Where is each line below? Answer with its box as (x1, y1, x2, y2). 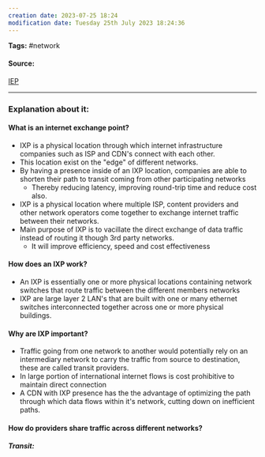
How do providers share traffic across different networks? (8, 423, 203, 432)
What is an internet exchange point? (8, 123, 130, 133)
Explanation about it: (8, 104, 89, 115)
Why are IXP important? (8, 329, 88, 338)
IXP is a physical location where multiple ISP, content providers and (19, 199, 239, 209)
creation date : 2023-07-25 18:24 (8, 11, 118, 20)
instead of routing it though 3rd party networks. (19, 232, 175, 242)
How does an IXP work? (8, 259, 88, 269)
